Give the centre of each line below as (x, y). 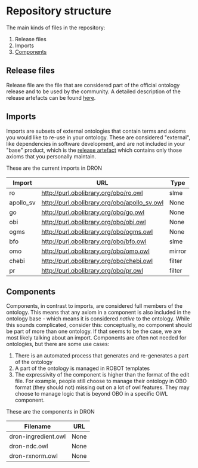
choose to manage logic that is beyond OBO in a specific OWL (91, 394)
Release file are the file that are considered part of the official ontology (93, 85)
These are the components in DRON (50, 412)
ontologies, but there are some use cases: (58, 344)
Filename (38, 427)
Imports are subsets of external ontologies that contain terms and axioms (96, 131)
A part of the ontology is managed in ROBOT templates (82, 368)
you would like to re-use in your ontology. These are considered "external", (98, 137)
